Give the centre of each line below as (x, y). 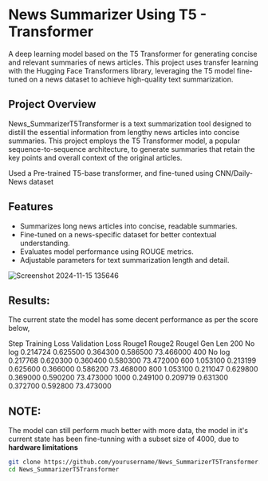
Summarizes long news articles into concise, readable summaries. (128, 226)
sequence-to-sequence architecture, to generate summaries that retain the (132, 149)
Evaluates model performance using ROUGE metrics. (106, 251)
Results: (29, 300)
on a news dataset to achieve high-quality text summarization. (131, 79)
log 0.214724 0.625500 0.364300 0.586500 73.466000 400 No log (119, 352)
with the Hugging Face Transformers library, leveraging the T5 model (122, 70)
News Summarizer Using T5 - (108, 15)
